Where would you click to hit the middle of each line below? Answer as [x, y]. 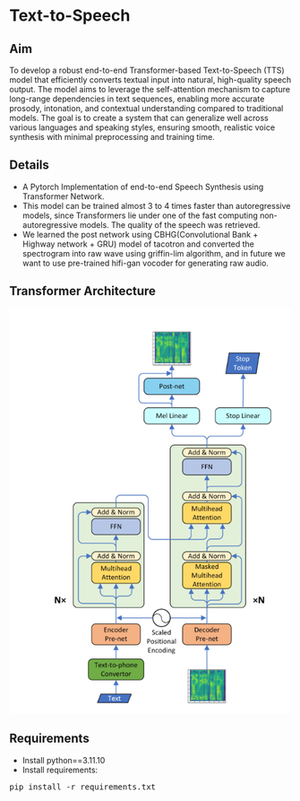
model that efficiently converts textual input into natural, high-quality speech [150, 80]
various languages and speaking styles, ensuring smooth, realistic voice [142, 127]
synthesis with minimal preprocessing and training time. [112, 137]
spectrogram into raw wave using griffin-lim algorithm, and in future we [154, 253]
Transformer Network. [63, 196]
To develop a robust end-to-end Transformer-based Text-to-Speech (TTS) [147, 70]
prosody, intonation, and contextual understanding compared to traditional [146, 108]
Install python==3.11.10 [64, 760]
